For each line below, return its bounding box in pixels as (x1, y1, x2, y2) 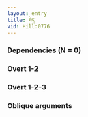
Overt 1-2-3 (7, 83, 46, 92)
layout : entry (7, 10, 48, 17)
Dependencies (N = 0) (7, 45, 82, 55)
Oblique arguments (7, 101, 73, 111)
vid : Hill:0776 (7, 23, 50, 30)
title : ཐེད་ (7, 17, 36, 23)
